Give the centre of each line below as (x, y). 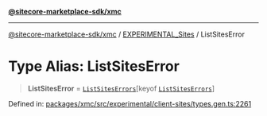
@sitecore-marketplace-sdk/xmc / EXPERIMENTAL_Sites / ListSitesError (126, 34)
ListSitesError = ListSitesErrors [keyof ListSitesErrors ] (121, 88)
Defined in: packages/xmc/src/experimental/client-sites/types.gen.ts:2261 (130, 103)
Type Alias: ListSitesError (94, 66)
